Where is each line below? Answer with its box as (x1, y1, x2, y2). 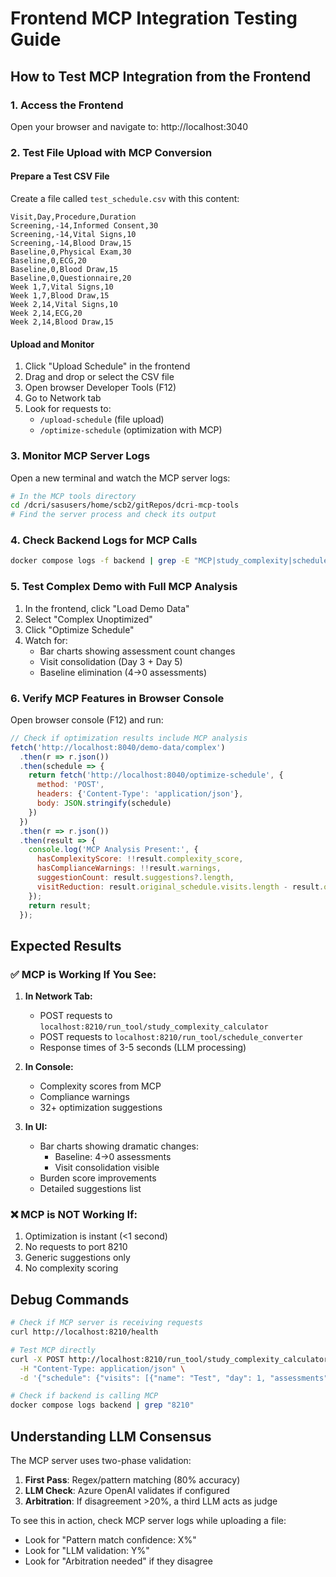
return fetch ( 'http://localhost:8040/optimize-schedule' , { (28, 770, 284, 781)
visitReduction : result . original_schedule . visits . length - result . (36, 882, 325, 892)
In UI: (24, 1121, 48, 1133)
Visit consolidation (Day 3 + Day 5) (39, 655, 183, 667)
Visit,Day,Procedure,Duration (10, 212, 137, 222)
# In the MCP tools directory (10, 491, 137, 501)
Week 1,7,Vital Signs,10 (10, 282, 114, 292)
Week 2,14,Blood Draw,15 (10, 317, 114, 327)
